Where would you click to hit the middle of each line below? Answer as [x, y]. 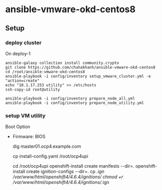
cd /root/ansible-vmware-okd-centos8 [45, 72]
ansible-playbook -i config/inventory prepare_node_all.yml [70, 98]
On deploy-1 [18, 53]
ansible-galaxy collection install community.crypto [62, 63]
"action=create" [22, 81]
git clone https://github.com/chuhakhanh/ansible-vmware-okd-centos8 [80, 67]
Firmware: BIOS [29, 137]
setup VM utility [25, 115]
